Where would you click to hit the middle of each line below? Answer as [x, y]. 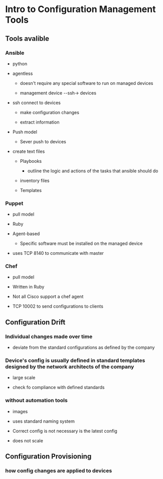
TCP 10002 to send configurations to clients [58, 306]
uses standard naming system [44, 421]
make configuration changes [49, 112]
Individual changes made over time [49, 336]
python [20, 63]
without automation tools [36, 401]
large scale [24, 377]
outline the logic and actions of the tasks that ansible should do [93, 171]
